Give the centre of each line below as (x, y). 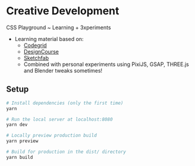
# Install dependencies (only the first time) (65, 103)
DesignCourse (41, 51)
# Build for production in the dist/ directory (66, 152)
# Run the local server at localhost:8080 (59, 119)
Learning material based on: (49, 39)
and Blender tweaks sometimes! (63, 70)
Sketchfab (36, 58)
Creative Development (63, 11)
